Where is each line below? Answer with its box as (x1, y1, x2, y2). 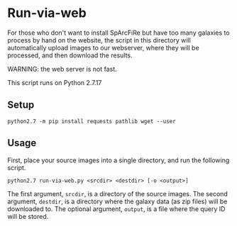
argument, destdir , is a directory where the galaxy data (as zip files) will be (7, 197, 228, 205)
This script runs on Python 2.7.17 (7, 78, 102, 86)
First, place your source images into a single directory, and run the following (7, 156, 230, 164)
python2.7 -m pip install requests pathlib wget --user (7, 118, 176, 125)
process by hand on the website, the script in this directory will (7, 35, 192, 44)
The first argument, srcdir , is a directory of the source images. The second (7, 189, 228, 198)
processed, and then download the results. (7, 51, 133, 60)
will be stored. (7, 212, 49, 220)
